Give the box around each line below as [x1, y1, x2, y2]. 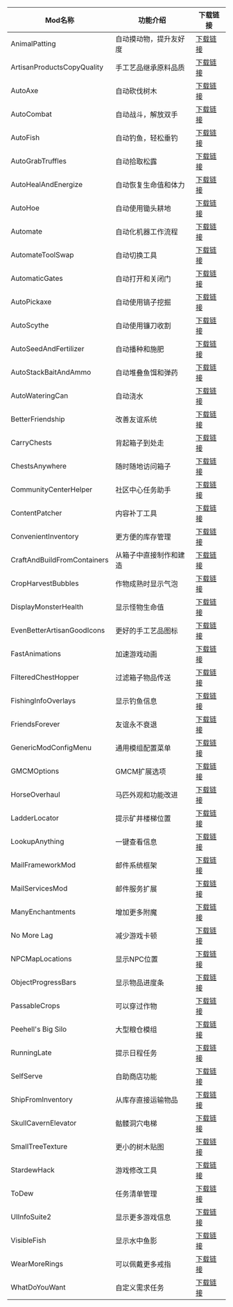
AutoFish [10, 133, 40, 142]
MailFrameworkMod [10, 860, 76, 870]
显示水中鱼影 [115, 1236, 157, 1245]
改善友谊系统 [115, 415, 157, 424]
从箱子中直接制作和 [115, 551, 178, 560]
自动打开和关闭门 [115, 274, 171, 284]
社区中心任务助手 [115, 485, 171, 494]
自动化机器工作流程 [115, 227, 178, 236]
